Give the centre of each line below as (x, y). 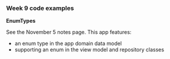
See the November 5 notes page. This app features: (69, 32)
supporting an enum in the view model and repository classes (89, 50)
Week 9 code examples (40, 8)
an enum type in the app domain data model (68, 44)
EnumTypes (21, 21)
